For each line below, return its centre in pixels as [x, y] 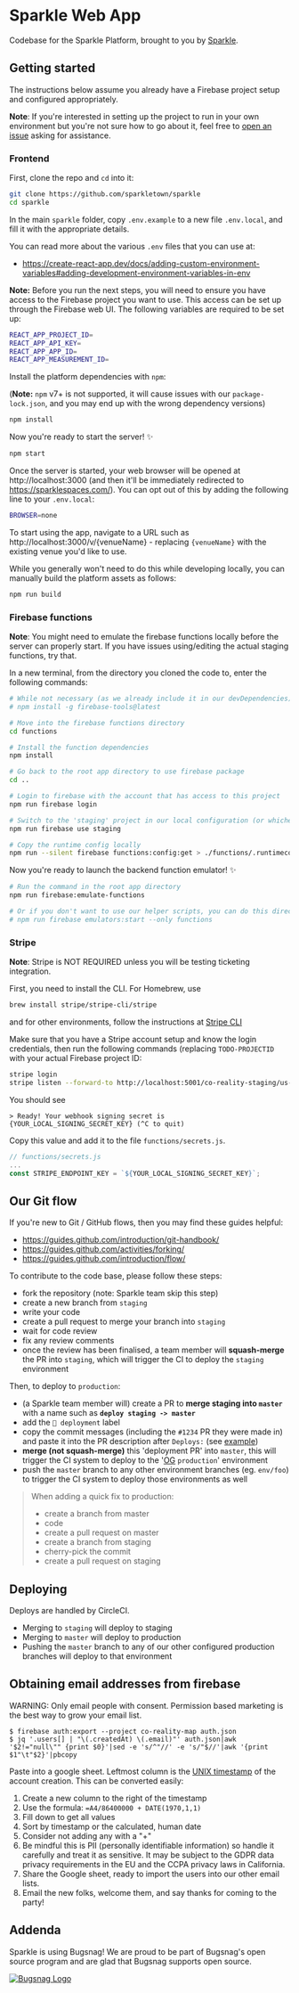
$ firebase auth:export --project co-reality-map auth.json [123, 1731]
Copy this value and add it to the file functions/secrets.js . [117, 1140]
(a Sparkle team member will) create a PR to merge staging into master [152, 1403]
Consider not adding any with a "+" [87, 1835]
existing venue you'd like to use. [68, 551]
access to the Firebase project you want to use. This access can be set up [145, 299]
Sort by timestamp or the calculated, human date [112, 1826]
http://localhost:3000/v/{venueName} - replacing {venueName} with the [138, 542]
